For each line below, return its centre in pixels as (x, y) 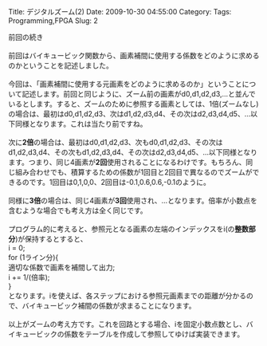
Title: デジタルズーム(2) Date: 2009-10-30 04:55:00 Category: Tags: (120, 12)
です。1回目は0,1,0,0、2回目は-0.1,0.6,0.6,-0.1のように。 (120, 182)
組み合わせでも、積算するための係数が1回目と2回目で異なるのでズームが (133, 172)
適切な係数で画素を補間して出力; (62, 267)
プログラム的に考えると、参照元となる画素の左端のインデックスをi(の (122, 229)
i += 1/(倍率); (29, 277)
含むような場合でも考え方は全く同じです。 (78, 210)
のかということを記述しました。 (61, 65)
